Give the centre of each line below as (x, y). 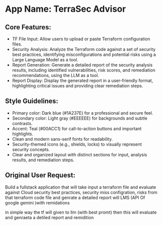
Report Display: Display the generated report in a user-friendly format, (82, 80)
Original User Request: (40, 175)
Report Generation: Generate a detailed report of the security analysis (82, 65)
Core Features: (28, 27)
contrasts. (22, 123)
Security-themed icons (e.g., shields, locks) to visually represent (77, 144)
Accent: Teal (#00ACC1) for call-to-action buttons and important (77, 128)
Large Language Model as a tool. (45, 60)
